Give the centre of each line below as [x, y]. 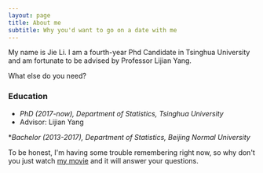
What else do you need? [47, 76]
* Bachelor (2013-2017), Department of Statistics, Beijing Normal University [130, 137]
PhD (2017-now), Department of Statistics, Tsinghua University [121, 113]
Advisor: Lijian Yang [51, 122]
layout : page [29, 15]
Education [28, 97]
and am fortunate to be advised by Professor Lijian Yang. [100, 61]
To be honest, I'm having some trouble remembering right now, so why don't [131, 152]
